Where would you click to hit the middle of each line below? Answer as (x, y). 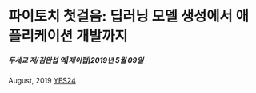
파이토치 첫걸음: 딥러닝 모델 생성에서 (121, 16)
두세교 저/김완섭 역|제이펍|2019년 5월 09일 (76, 60)
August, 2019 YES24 (42, 81)
